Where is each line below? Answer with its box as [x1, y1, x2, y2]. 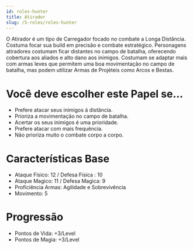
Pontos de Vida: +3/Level [14, 230, 76, 237]
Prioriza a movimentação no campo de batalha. [14, 112, 129, 120]
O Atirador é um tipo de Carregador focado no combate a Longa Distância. [6, 36, 186, 43]
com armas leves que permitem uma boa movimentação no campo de [6, 60, 175, 67]
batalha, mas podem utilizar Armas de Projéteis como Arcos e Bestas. [6, 67, 174, 74]
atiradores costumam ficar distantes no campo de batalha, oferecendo [6, 48, 177, 55]
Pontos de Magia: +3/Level [14, 236, 80, 243]
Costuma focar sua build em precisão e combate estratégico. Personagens [6, 42, 187, 49]
